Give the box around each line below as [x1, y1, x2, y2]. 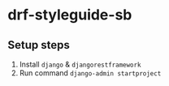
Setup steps [7, 38, 70, 52]
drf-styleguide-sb [7, 6, 132, 24]
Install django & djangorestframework [19, 59, 141, 69]
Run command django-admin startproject [19, 68, 162, 78]
